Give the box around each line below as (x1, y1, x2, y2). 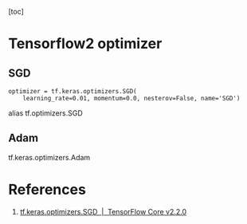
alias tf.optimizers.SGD (8, 108, 83, 118)
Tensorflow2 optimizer (8, 35, 163, 53)
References (8, 181, 86, 198)
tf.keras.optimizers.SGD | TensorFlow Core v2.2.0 (19, 206, 187, 216)
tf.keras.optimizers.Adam (8, 152, 91, 162)
